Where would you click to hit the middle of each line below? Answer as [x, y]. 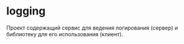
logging [26, 11]
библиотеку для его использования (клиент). [65, 34]
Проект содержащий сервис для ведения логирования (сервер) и [92, 28]
